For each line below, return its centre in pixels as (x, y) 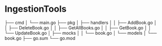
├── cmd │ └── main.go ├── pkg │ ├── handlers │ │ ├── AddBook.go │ (81, 23)
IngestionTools (36, 9)
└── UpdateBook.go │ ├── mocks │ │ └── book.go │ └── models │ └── (81, 33)
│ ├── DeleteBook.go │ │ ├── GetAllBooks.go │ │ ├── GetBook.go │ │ (78, 27)
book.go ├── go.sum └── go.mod (40, 38)
